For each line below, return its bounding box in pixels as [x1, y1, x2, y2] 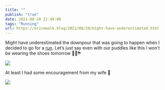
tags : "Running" [5, 21, 39, 26]
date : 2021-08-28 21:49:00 [5, 16, 61, 21]
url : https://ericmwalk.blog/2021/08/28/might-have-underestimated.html [5, 26, 160, 31]
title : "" [5, 7, 26, 12]
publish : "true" [5, 12, 39, 17]
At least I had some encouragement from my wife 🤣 [5, 69, 111, 75]
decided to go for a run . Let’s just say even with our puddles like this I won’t [5, 45, 160, 51]
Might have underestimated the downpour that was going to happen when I [5, 39, 160, 45]
